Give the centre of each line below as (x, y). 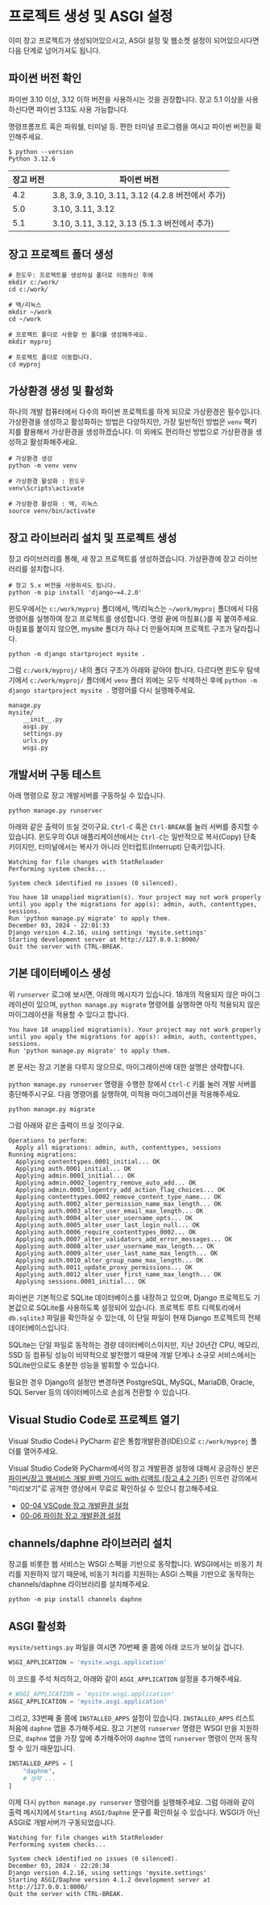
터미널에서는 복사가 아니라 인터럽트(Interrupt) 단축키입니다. (132, 847)
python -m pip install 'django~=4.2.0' (75, 593)
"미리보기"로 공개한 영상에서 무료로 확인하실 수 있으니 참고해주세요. (114, 1488)
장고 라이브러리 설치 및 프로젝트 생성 (93, 538)
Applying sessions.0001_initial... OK (81, 1281)
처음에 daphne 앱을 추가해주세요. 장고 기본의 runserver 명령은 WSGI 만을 (123, 1728)
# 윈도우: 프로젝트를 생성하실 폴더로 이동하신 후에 (81, 275)
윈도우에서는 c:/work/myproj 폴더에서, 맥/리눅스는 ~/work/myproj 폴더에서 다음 (134, 608)
